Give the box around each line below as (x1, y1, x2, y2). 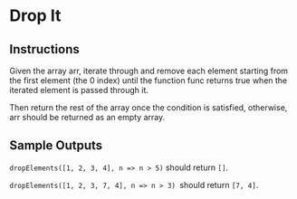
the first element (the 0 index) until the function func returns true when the (9, 75, 288, 86)
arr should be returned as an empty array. (9, 112, 166, 122)
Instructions (9, 42, 80, 57)
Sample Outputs (9, 137, 103, 154)
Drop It (9, 5, 62, 26)
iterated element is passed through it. (9, 85, 149, 95)
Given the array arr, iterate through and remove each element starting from (9, 65, 288, 76)
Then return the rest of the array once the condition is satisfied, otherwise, (9, 102, 288, 113)
